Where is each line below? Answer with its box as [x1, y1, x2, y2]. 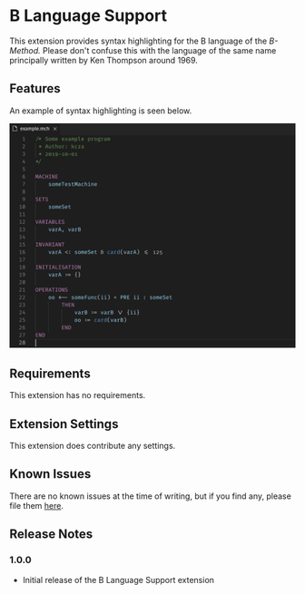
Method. [9, 44, 41, 55]
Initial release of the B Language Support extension [22, 574, 215, 585]
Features [9, 81, 61, 96]
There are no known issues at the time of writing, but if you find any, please [9, 491, 292, 501]
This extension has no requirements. [9, 390, 146, 401]
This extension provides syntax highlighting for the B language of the [9, 35, 268, 46]
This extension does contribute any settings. [9, 441, 176, 452]
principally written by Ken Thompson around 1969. [9, 54, 198, 65]
